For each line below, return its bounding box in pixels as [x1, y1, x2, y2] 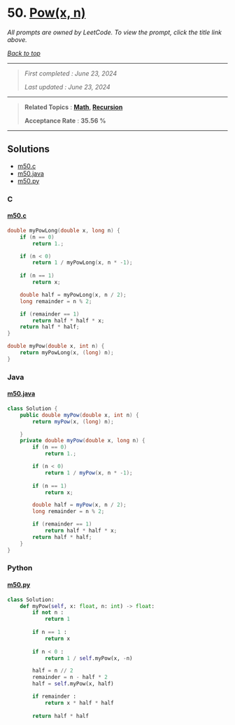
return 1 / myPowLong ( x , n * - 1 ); [32, 259, 133, 267]
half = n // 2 [32, 667, 73, 675]
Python [7, 563, 33, 573]
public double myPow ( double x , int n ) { [20, 411, 139, 418]
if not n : [32, 609, 64, 617]
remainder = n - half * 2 [32, 674, 108, 681]
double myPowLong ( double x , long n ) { [7, 227, 120, 234]
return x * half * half [44, 699, 114, 706]
